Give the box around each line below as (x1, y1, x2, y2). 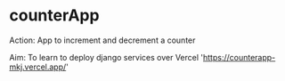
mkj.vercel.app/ (9, 61, 67, 72)
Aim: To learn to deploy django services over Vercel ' (9, 52, 204, 62)
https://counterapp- (203, 52, 276, 62)
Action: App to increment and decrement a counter (9, 35, 196, 45)
